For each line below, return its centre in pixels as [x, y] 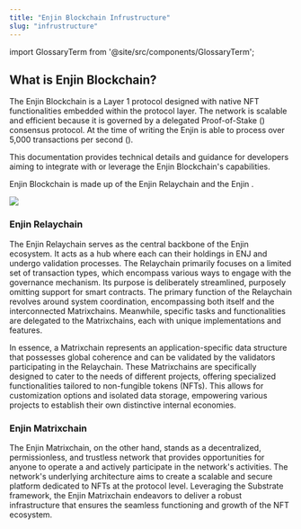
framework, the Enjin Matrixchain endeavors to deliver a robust [126, 495]
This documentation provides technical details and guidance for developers [149, 157]
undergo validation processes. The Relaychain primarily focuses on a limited [150, 263]
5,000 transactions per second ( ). [71, 139]
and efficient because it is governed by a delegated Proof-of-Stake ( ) [137, 121]
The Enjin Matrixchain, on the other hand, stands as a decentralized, [136, 447]
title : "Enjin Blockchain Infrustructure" [90, 18]
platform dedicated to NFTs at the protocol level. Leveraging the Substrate [146, 486]
